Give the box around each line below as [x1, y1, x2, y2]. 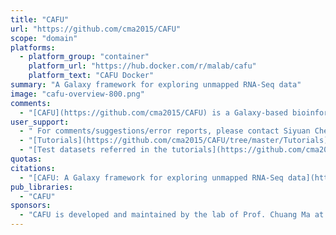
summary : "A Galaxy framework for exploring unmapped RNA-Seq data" [10, 80, 302, 90]
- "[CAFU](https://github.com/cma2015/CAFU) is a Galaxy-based [19, 107, 288, 118]
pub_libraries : [10, 182, 74, 192]
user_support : [10, 117, 70, 127]
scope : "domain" [10, 33, 78, 43]
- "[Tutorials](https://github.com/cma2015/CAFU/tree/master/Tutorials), [19, 136, 333, 146]
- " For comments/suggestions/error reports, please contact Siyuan [19, 126, 311, 136]
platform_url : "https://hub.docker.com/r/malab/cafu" [28, 61, 257, 71]
